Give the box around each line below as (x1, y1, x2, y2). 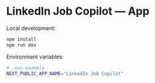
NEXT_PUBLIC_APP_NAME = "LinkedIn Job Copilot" (6, 70, 123, 77)
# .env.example (6, 65, 45, 71)
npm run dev (6, 41, 36, 48)
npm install (6, 36, 36, 42)
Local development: (6, 24, 56, 32)
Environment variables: (6, 53, 64, 60)
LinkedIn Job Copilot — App (6, 4, 150, 18)
